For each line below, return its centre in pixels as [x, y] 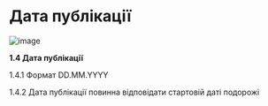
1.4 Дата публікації [46, 57]
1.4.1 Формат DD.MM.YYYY [59, 75]
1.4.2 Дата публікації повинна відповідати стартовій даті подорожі [134, 92]
